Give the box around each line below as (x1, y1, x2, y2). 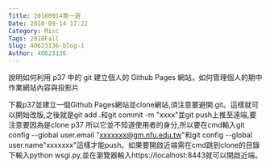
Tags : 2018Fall (8, 34, 60, 43)
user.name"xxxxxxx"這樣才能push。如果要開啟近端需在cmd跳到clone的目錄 (8, 141, 260, 149)
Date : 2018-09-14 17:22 (8, 19, 89, 27)
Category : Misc (8, 27, 60, 35)
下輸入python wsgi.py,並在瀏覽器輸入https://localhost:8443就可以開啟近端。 (8, 150, 263, 160)
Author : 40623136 (8, 49, 67, 57)
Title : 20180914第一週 (8, 11, 81, 20)
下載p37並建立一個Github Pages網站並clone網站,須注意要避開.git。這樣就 (8, 100, 252, 109)
